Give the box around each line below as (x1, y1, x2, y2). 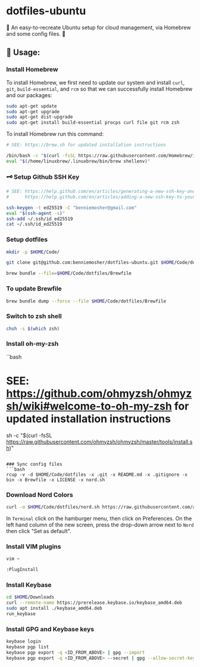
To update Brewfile (6, 285, 62, 293)
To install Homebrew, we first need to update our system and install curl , (6, 79, 185, 86)
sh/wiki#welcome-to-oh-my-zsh (6, 400, 173, 413)
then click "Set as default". (6, 527, 71, 534)
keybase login (6, 638, 42, 644)
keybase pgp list (6, 644, 49, 650)
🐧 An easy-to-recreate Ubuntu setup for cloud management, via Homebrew (6, 24, 192, 31)
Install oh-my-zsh (6, 339, 59, 348)
